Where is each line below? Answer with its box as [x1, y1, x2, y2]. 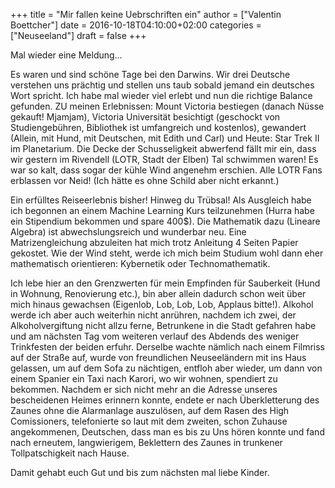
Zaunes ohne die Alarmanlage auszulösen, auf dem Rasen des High [10, 405, 290, 416]
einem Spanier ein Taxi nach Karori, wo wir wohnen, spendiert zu [10, 373, 278, 384]
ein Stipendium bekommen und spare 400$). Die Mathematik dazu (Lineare [10, 215, 321, 227]
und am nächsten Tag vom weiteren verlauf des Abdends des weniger [10, 330, 300, 342]
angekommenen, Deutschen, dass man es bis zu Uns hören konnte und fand [10, 426, 325, 438]
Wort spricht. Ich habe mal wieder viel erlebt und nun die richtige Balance [10, 90, 313, 101]
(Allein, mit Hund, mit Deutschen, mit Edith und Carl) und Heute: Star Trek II [10, 132, 320, 144]
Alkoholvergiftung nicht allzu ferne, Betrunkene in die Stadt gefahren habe [10, 320, 317, 331]
